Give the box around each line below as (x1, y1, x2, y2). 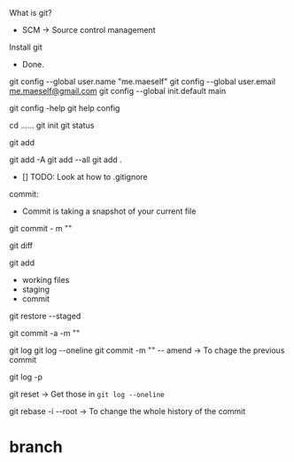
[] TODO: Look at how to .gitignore (21, 172, 148, 182)
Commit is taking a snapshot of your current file (21, 206, 197, 216)
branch (9, 437, 64, 458)
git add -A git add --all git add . (9, 154, 122, 165)
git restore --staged (9, 310, 81, 321)
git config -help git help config (9, 103, 120, 114)
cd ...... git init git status (9, 120, 95, 130)
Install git (9, 42, 43, 52)
